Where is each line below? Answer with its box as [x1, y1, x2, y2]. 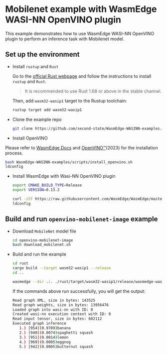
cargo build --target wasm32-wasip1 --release [12, 265, 111, 271]
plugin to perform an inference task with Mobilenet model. [5, 36, 125, 42]
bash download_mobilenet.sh [12, 242, 71, 247]
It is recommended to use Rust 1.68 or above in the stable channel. [24, 88, 162, 94]
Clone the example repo [12, 116, 62, 122]
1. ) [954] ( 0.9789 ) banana [19, 326, 71, 331]
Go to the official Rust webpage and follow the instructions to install [12, 73, 152, 79]
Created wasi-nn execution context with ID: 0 [12, 312, 111, 317]
